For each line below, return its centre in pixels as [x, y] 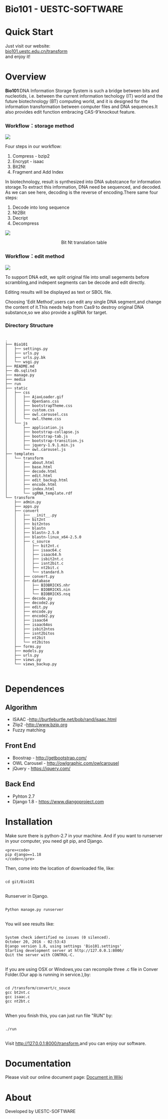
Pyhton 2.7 [23, 796]
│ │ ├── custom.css [30, 410]
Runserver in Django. [27, 896]
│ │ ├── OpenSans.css [32, 401]
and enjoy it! [18, 57]
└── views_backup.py [35, 664]
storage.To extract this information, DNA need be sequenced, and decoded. [83, 187]
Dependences [35, 689]
